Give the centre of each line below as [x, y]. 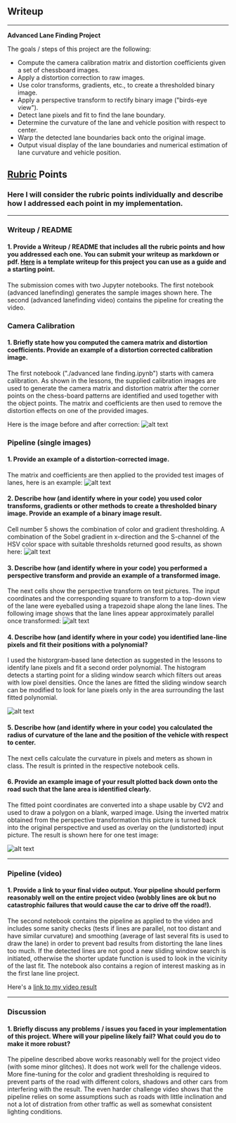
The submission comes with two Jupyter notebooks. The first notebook [111, 285]
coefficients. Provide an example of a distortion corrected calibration [110, 350]
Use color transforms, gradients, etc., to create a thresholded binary [116, 85]
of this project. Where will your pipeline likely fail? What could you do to [114, 1036]
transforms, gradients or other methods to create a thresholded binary [112, 506]
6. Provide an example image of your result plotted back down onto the [113, 782]
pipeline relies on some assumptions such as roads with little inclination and [117, 1097]
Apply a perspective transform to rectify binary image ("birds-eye [112, 100]
